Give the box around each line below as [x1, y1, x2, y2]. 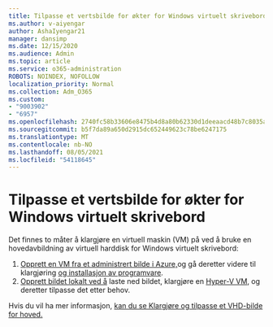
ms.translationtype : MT [8, 133, 89, 141]
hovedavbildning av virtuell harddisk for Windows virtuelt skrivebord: [8, 243, 239, 253]
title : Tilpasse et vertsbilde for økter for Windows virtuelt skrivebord [8, 11, 267, 20]
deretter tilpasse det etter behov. [19, 286, 131, 295]
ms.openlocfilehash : [8, 118, 79, 126]
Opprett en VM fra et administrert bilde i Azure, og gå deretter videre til [19, 259, 256, 269]
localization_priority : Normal [8, 80, 115, 88]
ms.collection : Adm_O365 [8, 87, 93, 96]
